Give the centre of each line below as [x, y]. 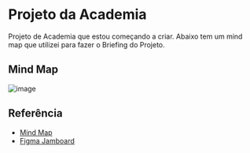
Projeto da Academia [77, 15]
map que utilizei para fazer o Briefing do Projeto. [86, 44]
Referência [35, 113]
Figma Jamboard [47, 140]
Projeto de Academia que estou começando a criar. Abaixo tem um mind [125, 36]
